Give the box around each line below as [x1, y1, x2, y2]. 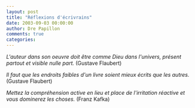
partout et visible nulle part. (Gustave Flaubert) [6, 59, 122, 67]
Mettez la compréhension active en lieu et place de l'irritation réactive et [6, 89, 185, 96]
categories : [6, 37, 36, 43]
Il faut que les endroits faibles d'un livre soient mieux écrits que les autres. [6, 71, 190, 78]
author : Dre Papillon [6, 25, 60, 32]
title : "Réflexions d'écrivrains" [6, 14, 93, 20]
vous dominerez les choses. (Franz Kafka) [6, 95, 110, 103]
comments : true [6, 31, 44, 37]
